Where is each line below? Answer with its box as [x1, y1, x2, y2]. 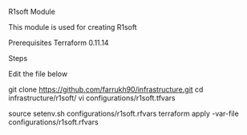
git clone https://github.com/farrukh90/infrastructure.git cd [8, 84, 204, 94]
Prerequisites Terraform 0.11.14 [8, 38, 110, 47]
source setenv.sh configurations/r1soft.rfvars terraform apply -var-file [8, 108, 239, 118]
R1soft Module [8, 7, 56, 16]
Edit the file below [8, 69, 68, 79]
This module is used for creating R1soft [8, 22, 138, 31]
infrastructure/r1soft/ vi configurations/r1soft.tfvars [8, 93, 176, 103]
